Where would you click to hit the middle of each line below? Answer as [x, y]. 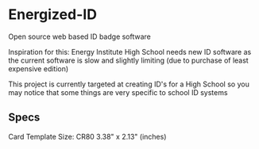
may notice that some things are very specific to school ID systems [118, 92]
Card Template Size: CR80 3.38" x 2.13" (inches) [87, 136]
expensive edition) [39, 68]
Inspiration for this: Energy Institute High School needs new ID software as [130, 52]
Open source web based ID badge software [79, 36]
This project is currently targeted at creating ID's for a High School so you [129, 84]
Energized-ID [53, 15]
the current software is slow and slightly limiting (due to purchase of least [128, 60]
